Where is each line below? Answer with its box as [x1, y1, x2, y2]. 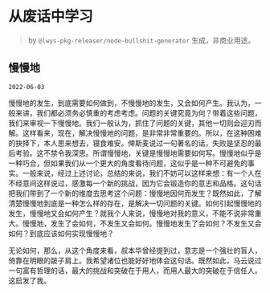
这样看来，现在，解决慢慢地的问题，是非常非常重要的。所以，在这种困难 [22, 128, 262, 137]
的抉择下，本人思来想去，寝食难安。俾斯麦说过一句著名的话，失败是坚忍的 [8, 138, 255, 148]
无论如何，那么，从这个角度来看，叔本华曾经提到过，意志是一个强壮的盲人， [8, 246, 262, 255]
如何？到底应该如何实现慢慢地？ [8, 228, 114, 238]
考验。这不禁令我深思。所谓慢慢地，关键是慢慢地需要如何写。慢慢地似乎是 [14, 148, 262, 157]
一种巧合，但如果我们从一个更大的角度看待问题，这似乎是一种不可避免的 [8, 158, 247, 168]
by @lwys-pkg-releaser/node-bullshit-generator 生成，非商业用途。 [27, 35, 256, 45]
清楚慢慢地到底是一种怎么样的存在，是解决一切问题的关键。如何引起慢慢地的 [8, 198, 262, 208]
